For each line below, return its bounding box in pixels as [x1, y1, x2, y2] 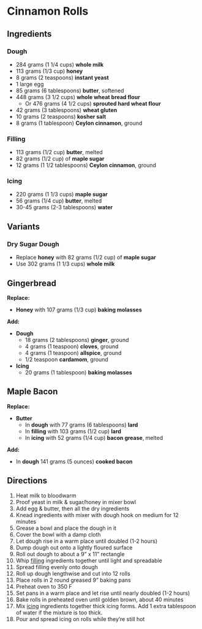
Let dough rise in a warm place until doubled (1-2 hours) [15, 537, 158, 545]
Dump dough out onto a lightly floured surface [15, 543, 133, 551]
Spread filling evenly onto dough [15, 563, 99, 570]
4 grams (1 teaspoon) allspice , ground [24, 349, 122, 356]
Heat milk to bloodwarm [15, 491, 77, 499]
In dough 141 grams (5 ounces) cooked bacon [15, 458, 133, 465]
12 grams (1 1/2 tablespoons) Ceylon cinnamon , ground [15, 162, 157, 169]
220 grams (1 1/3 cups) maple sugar [15, 191, 108, 198]
